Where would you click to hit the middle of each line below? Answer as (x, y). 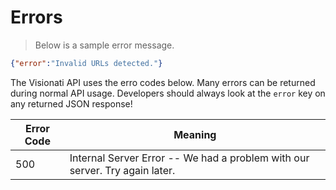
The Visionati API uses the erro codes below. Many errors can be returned (163, 82)
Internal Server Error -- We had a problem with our (189, 158)
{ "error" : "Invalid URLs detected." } (86, 63)
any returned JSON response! (71, 103)
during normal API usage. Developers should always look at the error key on (168, 93)
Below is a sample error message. (104, 45)
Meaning (195, 134)
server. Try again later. (122, 170)
